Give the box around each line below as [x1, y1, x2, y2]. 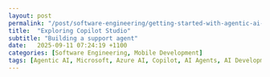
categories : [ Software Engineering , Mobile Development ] [8, 49, 203, 57]
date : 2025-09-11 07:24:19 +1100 [8, 42, 128, 50]
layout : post [8, 11, 52, 20]
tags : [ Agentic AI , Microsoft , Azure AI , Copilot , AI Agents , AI [8, 57, 231, 65]
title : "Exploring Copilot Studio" [8, 26, 131, 34]
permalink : [8, 19, 45, 27]
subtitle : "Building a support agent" [8, 34, 138, 43]
